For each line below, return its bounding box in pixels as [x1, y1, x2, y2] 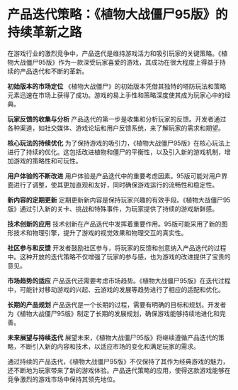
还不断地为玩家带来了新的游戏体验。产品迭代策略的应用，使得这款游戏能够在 [7, 366, 231, 374]
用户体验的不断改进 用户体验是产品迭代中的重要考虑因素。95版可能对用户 [7, 171, 222, 180]
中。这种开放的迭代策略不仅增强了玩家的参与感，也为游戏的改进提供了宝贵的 [7, 252, 231, 261]
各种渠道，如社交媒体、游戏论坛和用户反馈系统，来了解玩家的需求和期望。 [7, 124, 225, 132]
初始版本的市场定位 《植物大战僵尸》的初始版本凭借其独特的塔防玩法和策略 [7, 82, 227, 90]
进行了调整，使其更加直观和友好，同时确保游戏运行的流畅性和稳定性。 [13, 180, 218, 189]
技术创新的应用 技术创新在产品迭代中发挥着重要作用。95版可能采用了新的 [7, 220, 222, 228]
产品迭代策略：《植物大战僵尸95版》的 [7, 6, 228, 23]
